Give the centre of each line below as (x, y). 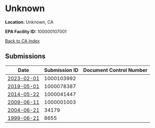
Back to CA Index (22, 41)
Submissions (25, 56)
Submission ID (61, 70)
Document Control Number (115, 70)
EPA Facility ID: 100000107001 (36, 31)
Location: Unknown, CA (29, 22)
